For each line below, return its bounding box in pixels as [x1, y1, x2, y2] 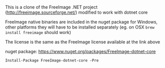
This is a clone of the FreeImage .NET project [5, 4, 98, 10]
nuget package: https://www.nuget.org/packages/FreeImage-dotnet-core [5, 49, 156, 54]
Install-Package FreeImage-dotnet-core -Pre [5, 58, 99, 63]
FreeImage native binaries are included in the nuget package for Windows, [5, 19, 158, 25]
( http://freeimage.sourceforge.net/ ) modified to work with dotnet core [5, 9, 148, 15]
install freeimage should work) [5, 30, 71, 35]
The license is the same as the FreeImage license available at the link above [5, 39, 161, 45]
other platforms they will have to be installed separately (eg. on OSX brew [5, 24, 155, 30]
